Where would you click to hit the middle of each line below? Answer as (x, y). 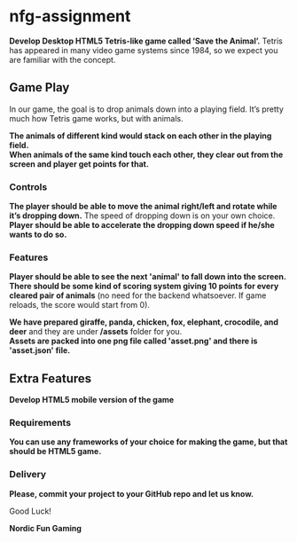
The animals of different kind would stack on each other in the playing (141, 136)
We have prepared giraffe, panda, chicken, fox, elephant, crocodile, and (144, 322)
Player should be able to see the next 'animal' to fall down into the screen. (148, 277)
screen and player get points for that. (79, 164)
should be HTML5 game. (55, 452)
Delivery (28, 475)
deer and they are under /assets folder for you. (96, 332)
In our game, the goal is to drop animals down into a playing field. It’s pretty (146, 109)
